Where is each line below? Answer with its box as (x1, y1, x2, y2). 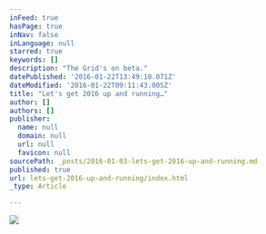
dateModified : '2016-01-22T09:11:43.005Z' (9, 81, 172, 90)
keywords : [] (9, 55, 59, 64)
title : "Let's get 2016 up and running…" (9, 89, 169, 98)
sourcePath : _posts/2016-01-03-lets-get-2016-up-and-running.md (9, 156, 258, 166)
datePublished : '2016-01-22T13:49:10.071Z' (9, 73, 177, 82)
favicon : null (17, 148, 71, 157)
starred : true (9, 47, 64, 56)
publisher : (9, 114, 51, 123)
